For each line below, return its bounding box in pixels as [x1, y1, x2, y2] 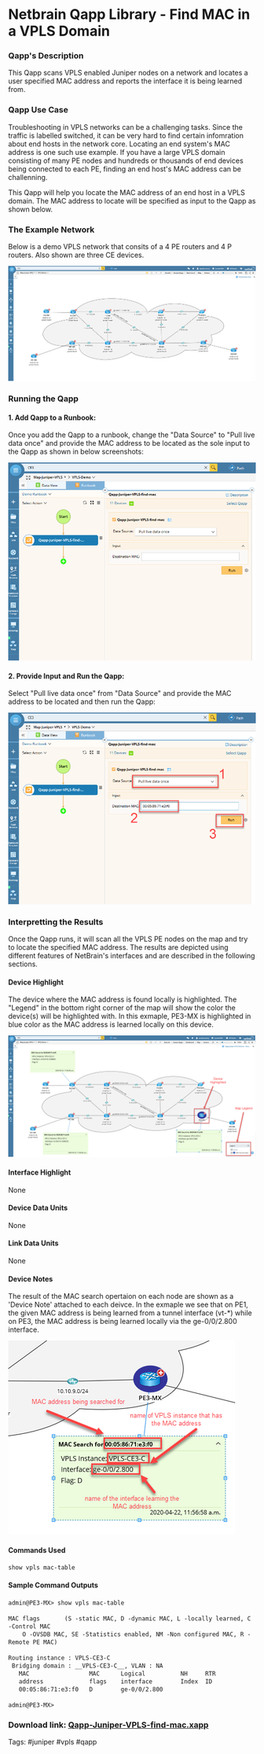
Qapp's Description [8, 50, 84, 61]
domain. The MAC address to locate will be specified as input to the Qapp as [8, 196, 256, 205]
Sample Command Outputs [8, 1580, 98, 1590]
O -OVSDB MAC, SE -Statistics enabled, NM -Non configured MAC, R [22, 1630, 244, 1638]
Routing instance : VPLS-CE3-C [8, 1653, 111, 1662]
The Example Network [8, 224, 95, 235]
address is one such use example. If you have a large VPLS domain [8, 147, 225, 156]
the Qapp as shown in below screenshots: [8, 447, 144, 457]
